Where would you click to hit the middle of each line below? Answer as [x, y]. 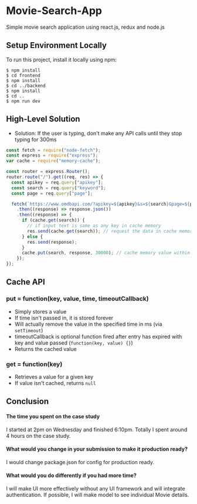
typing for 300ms [35, 139]
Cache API [26, 282]
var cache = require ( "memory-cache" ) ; [53, 161]
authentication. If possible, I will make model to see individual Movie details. [98, 495]
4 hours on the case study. [38, 435]
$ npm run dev [23, 101]
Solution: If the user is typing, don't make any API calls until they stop [98, 133]
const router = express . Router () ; [48, 172]
